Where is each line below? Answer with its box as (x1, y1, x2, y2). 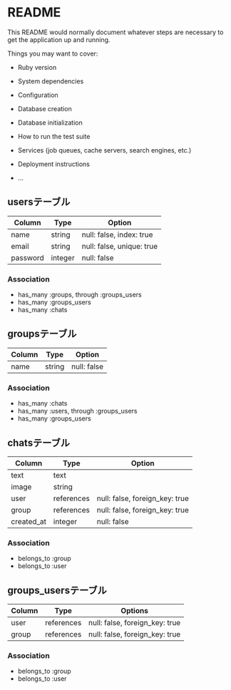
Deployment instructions (17, 160, 91, 168)
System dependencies (17, 76, 84, 86)
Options (120, 606, 148, 616)
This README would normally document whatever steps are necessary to (7, 28, 224, 36)
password (11, 252, 44, 262)
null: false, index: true (81, 230, 153, 240)
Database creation (17, 104, 73, 113)
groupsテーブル (7, 328, 77, 340)
